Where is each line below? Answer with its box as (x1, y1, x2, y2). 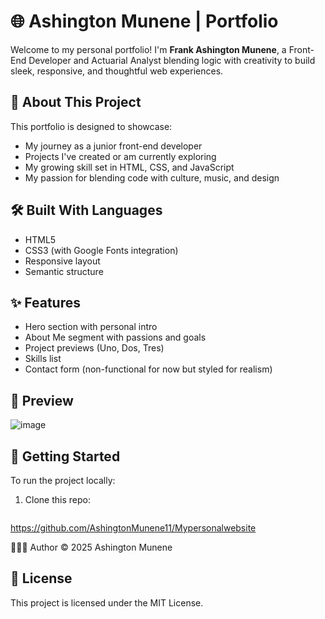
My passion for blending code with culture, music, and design (24, 171, 280, 184)
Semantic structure (24, 265, 104, 277)
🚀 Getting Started (10, 448, 121, 465)
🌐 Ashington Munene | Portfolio (10, 10, 279, 33)
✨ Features (10, 294, 81, 311)
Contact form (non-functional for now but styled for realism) (24, 363, 273, 375)
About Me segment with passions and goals (24, 331, 207, 344)
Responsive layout (24, 255, 101, 267)
